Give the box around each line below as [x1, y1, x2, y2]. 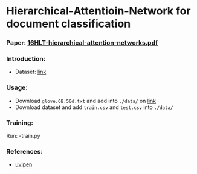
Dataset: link [15, 68, 47, 76]
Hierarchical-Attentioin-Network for [6, 4, 191, 18]
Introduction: [6, 55, 46, 63]
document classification [6, 17, 131, 31]
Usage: [6, 83, 28, 92]
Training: [6, 119, 33, 127]
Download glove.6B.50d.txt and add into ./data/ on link [15, 97, 157, 104]
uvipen [15, 161, 33, 168]
